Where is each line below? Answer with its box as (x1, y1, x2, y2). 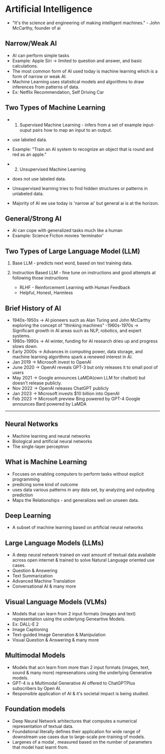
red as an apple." (12, 151, 47, 157)
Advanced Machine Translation (12, 578, 76, 584)
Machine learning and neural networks (12, 433, 91, 439)
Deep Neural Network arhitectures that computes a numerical (12, 718, 137, 724)
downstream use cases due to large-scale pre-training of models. (12, 734, 145, 740)
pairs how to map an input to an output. (32, 127, 112, 133)
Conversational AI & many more (12, 583, 76, 589)
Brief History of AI (5, 304, 61, 312)
